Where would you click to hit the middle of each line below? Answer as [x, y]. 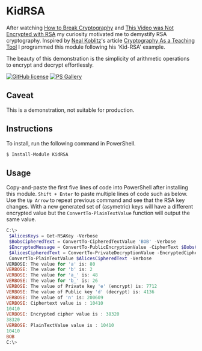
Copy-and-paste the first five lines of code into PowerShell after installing [97, 188]
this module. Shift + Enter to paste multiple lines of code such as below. [97, 194]
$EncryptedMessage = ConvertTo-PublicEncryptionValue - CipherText [94, 247]
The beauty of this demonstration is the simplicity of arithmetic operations [98, 58]
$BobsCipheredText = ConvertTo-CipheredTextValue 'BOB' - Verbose [92, 242]
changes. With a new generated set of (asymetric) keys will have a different [100, 207]
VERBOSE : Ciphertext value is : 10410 [55, 303]
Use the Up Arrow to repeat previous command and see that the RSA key [96, 200]
